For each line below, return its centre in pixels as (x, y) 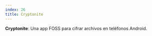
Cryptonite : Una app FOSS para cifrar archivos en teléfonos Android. (76, 28)
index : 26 (15, 10)
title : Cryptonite (24, 14)
